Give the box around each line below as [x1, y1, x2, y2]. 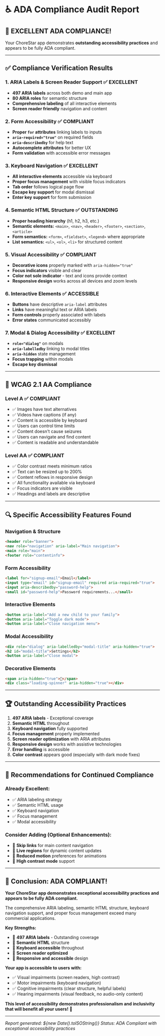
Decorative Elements [5, 665, 56, 672]
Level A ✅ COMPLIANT [5, 395, 61, 402]
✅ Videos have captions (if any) [12, 412, 77, 418]
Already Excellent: [5, 785, 50, 792]
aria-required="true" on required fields [12, 134, 93, 140]
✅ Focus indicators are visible [12, 485, 73, 491]
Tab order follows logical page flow [12, 184, 84, 190]
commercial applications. [5, 915, 56, 921]
